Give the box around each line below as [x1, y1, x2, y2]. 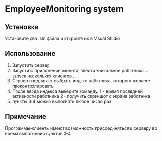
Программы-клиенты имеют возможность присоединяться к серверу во [5, 125, 158, 131]
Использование [5, 49, 56, 58]
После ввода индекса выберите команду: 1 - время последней [12, 88, 143, 94]
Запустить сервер [12, 62, 50, 68]
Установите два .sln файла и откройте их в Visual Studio [5, 35, 120, 41]
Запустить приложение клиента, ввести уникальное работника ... [12, 67, 149, 73]
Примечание [5, 112, 46, 121]
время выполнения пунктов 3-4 [5, 130, 71, 136]
